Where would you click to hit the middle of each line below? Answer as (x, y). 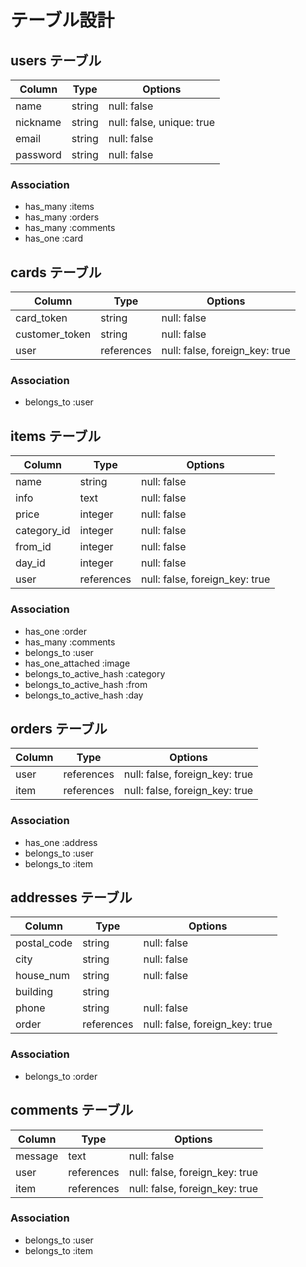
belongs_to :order (61, 1076)
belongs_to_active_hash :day (84, 695)
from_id (33, 547)
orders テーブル (59, 728)
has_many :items (59, 207)
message (37, 1156)
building (34, 992)
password (38, 154)
